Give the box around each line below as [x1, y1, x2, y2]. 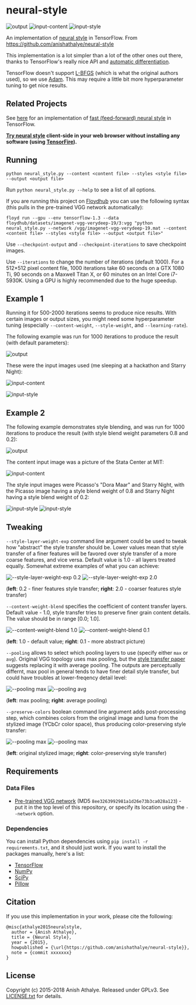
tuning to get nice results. [6, 81, 68, 88]
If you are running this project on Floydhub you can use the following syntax [6, 197, 190, 204]
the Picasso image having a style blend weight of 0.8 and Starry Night [6, 487, 174, 495]
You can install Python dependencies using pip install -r [6, 837, 148, 845]
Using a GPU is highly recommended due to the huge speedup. [25, 276, 177, 284]
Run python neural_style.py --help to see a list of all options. [6, 186, 156, 193]
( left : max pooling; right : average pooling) [6, 697, 107, 703]
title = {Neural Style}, [11, 934, 72, 940]
